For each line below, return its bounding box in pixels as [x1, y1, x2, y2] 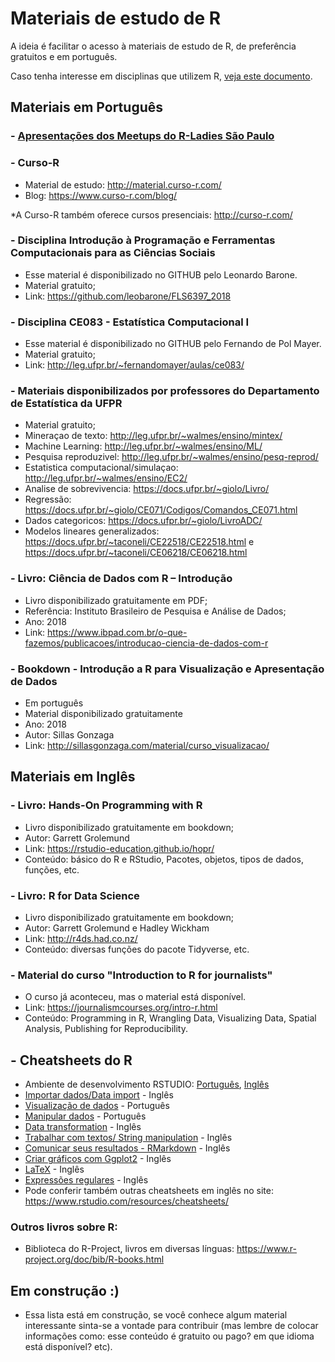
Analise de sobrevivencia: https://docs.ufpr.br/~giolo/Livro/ [24, 483, 270, 495]
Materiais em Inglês [10, 768, 136, 786]
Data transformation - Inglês [24, 1121, 142, 1133]
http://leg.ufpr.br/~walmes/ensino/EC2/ [24, 472, 188, 484]
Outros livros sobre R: [10, 1220, 118, 1234]
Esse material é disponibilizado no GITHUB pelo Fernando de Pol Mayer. [24, 338, 322, 350]
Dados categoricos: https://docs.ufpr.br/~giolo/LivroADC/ [24, 515, 263, 527]
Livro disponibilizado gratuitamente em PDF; [24, 594, 208, 606]
